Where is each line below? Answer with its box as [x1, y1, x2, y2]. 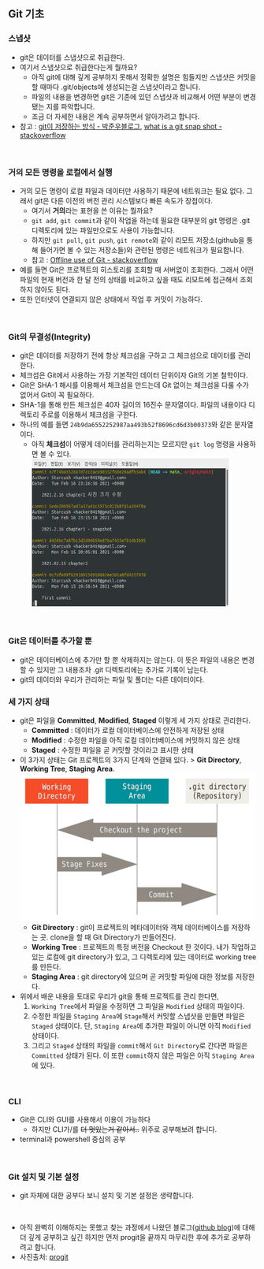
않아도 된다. [34, 285, 71, 294]
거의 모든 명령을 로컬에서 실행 [8, 166, 113, 177]
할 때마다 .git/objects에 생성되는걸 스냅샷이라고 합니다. [31, 82, 201, 91]
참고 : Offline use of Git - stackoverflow [31, 255, 158, 264]
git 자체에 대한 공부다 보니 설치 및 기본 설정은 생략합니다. [19, 1191, 195, 1200]
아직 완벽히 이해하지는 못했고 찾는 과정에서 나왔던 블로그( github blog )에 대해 [19, 1222, 255, 1232]
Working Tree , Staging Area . [19, 764, 115, 773]
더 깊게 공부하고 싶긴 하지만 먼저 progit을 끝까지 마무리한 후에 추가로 [19, 1233, 230, 1242]
